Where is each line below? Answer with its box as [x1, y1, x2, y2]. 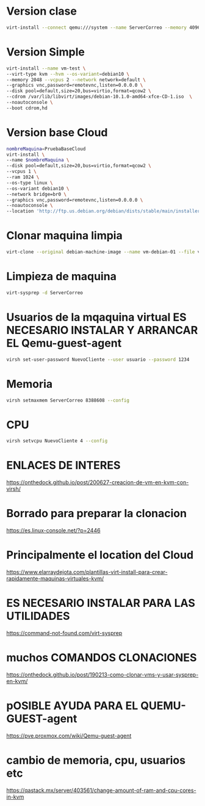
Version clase [6, 4, 77, 18]
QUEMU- [140, 699, 186, 713]
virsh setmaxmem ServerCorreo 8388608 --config [6, 397, 130, 404]
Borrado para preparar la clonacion [6, 507, 187, 520]
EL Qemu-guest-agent [6, 336, 122, 350]
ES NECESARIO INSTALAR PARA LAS [6, 597, 195, 610]
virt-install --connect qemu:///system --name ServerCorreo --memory [6, 24, 187, 31]
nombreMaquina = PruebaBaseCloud [6, 145, 86, 152]
